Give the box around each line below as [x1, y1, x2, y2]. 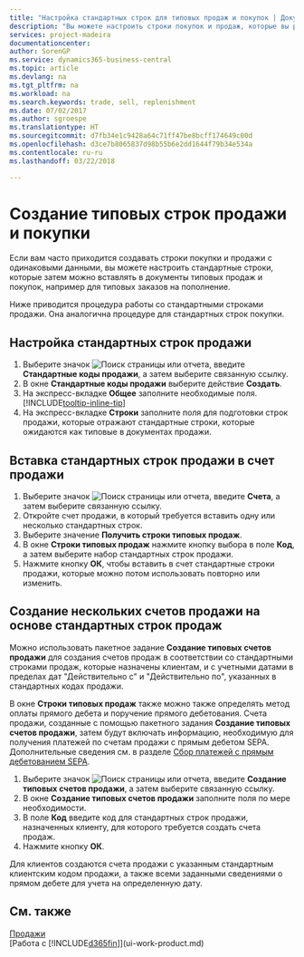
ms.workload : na [9, 89, 71, 98]
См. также [9, 904, 72, 920]
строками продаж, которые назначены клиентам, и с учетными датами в [9, 661, 294, 672]
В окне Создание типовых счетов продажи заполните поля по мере [22, 792, 291, 803]
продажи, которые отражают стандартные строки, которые [22, 417, 255, 428]
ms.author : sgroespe [9, 114, 88, 123]
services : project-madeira [9, 30, 111, 39]
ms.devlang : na [9, 72, 67, 82]
